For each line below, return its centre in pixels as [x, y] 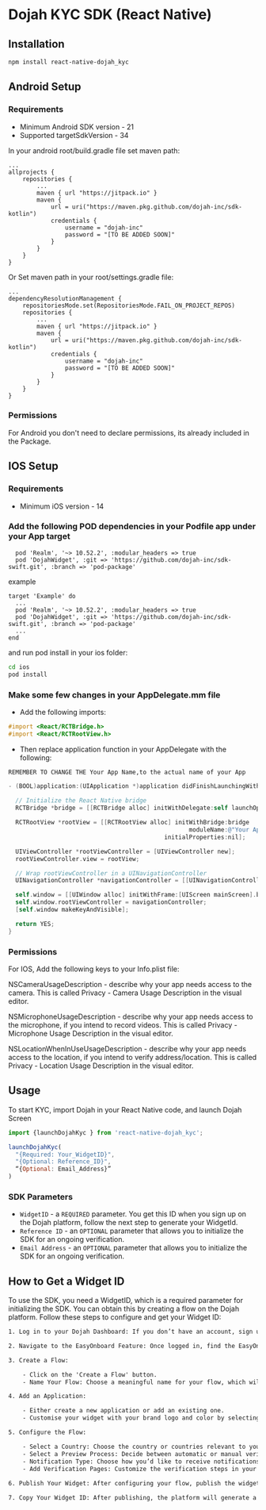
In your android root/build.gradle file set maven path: [94, 150]
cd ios [19, 667]
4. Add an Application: [47, 1397]
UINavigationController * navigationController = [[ [103, 881]
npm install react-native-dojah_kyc [68, 62]
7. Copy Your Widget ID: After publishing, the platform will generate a [133, 1498]
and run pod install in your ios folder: [68, 652]
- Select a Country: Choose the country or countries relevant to [134, 1447]
